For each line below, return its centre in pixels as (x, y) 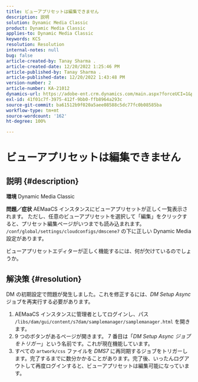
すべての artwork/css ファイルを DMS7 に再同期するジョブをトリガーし (101, 351)
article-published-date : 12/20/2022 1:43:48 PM (66, 77)
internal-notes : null (33, 50)
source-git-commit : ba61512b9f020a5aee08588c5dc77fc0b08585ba (84, 105)
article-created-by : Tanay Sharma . (51, 61)
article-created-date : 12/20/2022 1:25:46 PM (63, 66)
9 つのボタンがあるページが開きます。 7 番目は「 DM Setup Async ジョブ (103, 336)
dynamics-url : (24, 94)
